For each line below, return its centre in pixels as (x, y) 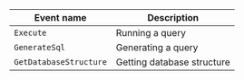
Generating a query (157, 47)
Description (173, 18)
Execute (30, 33)
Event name (60, 18)
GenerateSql (40, 47)
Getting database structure (173, 62)
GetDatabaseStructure (60, 62)
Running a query (151, 33)
